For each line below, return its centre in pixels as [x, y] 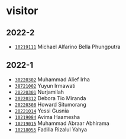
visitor [22, 11]
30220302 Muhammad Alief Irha [52, 79]
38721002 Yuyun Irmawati [45, 85]
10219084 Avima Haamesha [47, 117]
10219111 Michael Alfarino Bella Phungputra [67, 47]
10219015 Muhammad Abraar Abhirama [62, 123]
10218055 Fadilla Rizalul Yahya [51, 129]
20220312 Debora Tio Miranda [50, 98]
